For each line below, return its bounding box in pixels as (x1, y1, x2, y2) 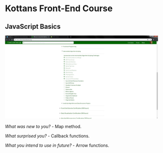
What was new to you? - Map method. (5, 123, 81, 129)
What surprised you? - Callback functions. (5, 133, 90, 139)
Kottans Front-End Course (5, 3, 113, 14)
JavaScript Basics (5, 22, 61, 31)
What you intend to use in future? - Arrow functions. (5, 142, 109, 148)
